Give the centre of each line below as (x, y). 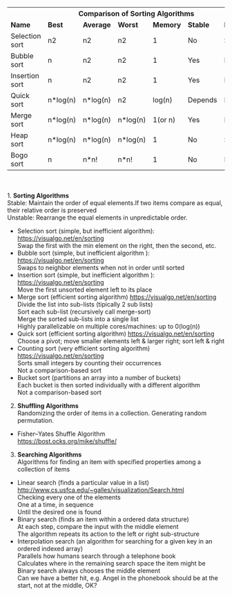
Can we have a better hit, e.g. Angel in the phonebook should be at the (118, 578)
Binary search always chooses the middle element (89, 570)
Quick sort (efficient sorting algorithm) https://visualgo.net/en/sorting (116, 334)
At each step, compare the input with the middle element (98, 527)
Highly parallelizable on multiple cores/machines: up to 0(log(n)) (108, 326)
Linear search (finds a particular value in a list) (83, 482)
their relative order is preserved (52, 210)
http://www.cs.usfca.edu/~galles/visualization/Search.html (100, 490)
